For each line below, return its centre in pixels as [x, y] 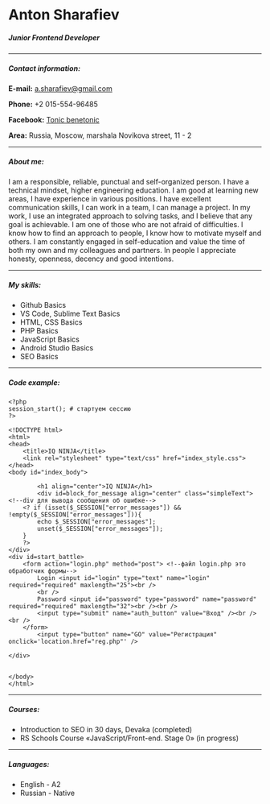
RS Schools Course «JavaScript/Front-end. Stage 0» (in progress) [129, 738]
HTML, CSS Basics [51, 322]
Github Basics [43, 305]
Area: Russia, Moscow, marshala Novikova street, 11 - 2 [100, 135]
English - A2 [41, 784]
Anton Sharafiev [64, 15]
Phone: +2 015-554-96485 [53, 104]
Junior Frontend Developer [54, 37]
